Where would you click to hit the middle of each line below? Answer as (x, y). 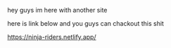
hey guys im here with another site (57, 10)
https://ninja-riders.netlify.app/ (52, 37)
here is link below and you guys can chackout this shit (85, 23)
